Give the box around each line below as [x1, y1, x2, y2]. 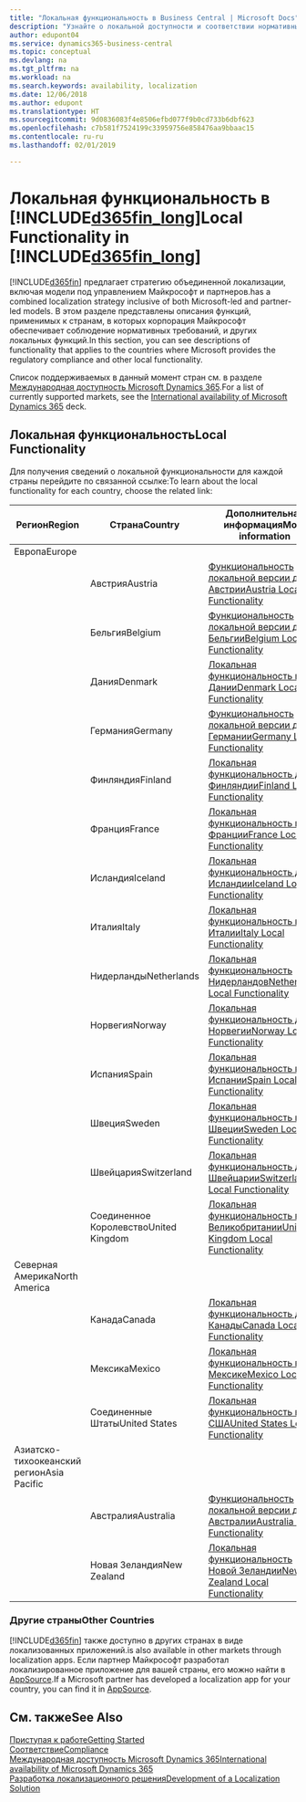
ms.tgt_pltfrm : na [9, 65, 79, 74]
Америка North [14, 1270, 79, 1283]
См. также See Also [9, 1710, 123, 1725]
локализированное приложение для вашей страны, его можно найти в [9, 1663, 286, 1675]
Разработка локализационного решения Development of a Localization [9, 1773, 280, 1784]
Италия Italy [89, 920, 141, 933]
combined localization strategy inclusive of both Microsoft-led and [9, 296, 259, 307]
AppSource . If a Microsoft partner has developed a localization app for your [9, 1673, 291, 1684]
